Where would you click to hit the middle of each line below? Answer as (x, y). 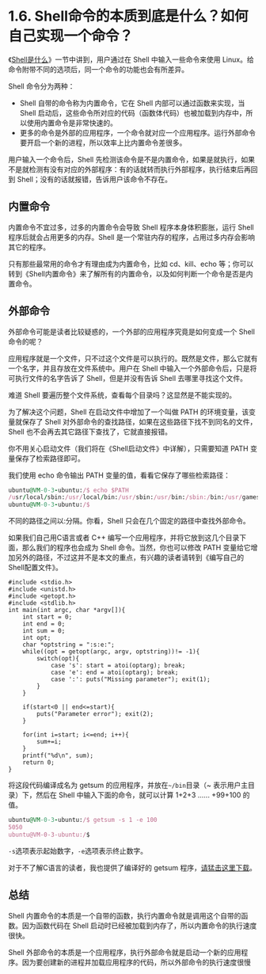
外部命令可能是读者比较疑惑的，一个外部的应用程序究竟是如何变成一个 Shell (132, 331)
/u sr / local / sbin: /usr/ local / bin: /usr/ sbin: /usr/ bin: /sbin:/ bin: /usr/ (125, 497)
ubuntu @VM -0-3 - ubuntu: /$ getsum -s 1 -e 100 (83, 820)
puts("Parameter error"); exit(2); (95, 714)
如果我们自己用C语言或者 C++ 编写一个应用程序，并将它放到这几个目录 (124, 538)
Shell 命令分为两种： (42, 86)
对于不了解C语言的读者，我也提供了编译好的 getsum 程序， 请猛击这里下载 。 (133, 867)
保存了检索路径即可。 (49, 458)
